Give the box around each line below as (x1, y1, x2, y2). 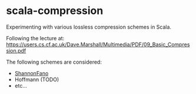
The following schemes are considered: (6, 58, 102, 65)
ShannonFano (14, 69, 49, 76)
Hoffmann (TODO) (14, 76, 59, 83)
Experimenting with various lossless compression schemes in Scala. (6, 23, 172, 30)
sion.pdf (6, 47, 26, 54)
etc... (14, 82, 28, 89)
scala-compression (6, 4, 104, 18)
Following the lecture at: (6, 34, 65, 41)
